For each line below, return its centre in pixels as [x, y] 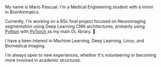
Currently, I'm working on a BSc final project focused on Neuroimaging [75, 21]
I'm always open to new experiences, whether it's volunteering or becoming [80, 55]
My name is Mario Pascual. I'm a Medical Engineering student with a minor [79, 7]
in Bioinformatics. [22, 12]
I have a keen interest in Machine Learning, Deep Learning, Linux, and [74, 41]
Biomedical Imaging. [25, 46]
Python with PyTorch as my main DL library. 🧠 [50, 31]
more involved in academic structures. [43, 60]
